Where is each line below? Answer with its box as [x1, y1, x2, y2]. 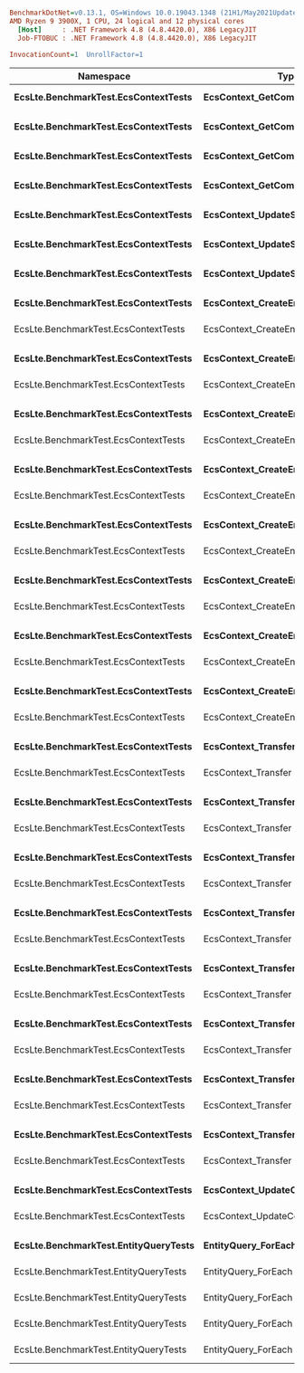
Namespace [77, 70, 131, 82]
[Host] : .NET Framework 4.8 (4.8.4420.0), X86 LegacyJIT [17, 24, 257, 34]
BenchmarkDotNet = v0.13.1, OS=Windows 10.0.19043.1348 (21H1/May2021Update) [9, 8, 301, 17]
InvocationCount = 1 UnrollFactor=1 [9, 50, 144, 59]
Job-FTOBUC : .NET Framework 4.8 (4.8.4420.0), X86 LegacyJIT [17, 33, 257, 43]
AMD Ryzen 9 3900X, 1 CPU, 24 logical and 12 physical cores [9, 16, 245, 25]
